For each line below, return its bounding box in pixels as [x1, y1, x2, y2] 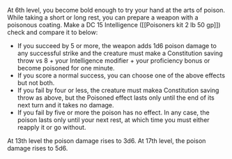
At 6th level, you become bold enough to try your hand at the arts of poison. [7, 6, 225, 14]
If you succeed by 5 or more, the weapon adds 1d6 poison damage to [17, 42, 217, 50]
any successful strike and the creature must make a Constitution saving [17, 49, 223, 57]
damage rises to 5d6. [7, 144, 68, 152]
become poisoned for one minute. [17, 64, 115, 72]
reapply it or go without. [17, 123, 86, 131]
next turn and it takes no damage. [17, 101, 114, 109]
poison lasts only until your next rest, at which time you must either [17, 116, 210, 124]
